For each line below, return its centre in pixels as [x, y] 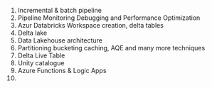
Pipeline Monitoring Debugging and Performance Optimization [109, 18]
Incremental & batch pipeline [59, 10]
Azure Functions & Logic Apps [62, 71]
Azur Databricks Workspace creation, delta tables [90, 25]
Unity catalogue [41, 63]
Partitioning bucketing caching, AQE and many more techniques [111, 48]
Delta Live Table [41, 55]
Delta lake [32, 33]
